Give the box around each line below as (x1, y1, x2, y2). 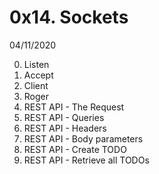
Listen (23, 58, 50, 70)
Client (23, 79, 49, 91)
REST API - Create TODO (23, 143, 127, 155)
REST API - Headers (23, 122, 107, 134)
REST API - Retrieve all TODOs (23, 154, 150, 166)
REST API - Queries (23, 111, 105, 123)
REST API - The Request (23, 101, 125, 113)
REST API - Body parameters (23, 132, 144, 145)
